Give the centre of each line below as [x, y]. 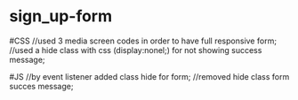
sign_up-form [61, 16]
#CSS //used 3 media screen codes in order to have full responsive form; [143, 41]
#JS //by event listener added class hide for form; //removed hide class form [149, 76]
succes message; [41, 86]
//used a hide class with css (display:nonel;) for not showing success [136, 50]
